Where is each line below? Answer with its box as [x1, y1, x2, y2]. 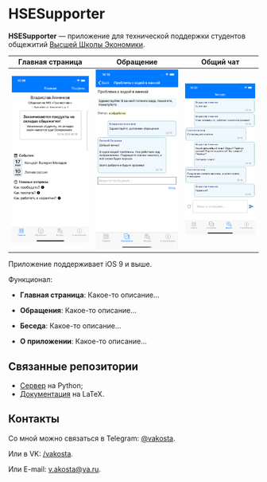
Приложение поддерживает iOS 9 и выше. [8, 260, 153, 269]
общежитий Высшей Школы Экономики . [8, 39, 145, 49]
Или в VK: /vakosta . [8, 449, 74, 458]
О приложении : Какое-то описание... [19, 336, 147, 347]
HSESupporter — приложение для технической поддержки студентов [8, 31, 246, 41]
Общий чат [201, 57, 240, 67]
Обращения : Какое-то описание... [19, 306, 137, 315]
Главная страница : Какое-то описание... [19, 290, 160, 300]
